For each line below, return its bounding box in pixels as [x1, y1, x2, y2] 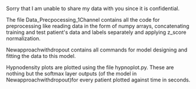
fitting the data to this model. [6, 53, 76, 59]
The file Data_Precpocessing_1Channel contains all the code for [6, 16, 160, 23]
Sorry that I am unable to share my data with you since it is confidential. [6, 5, 180, 12]
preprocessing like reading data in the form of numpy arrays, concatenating [6, 23, 190, 29]
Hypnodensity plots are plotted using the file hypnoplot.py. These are [6, 64, 174, 71]
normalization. [6, 35, 41, 42]
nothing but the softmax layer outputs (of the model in [6, 70, 137, 77]
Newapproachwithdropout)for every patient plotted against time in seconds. [6, 76, 191, 83]
